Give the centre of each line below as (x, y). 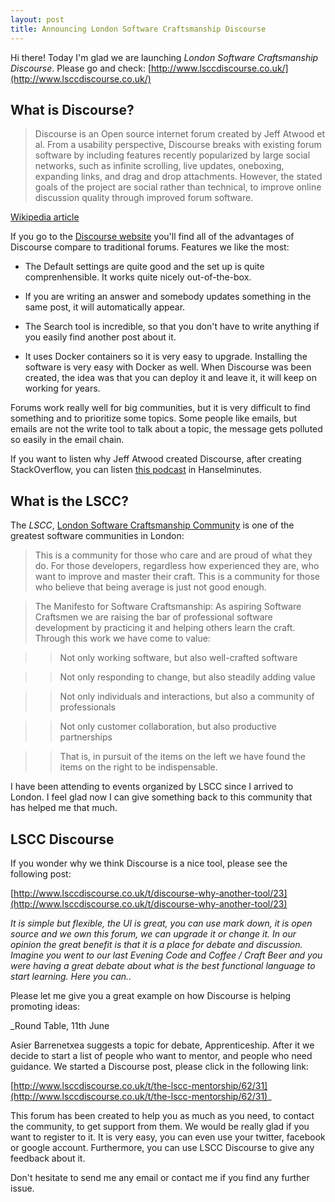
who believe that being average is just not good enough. (150, 587)
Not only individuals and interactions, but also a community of (187, 697)
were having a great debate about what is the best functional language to (163, 965)
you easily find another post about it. (100, 337)
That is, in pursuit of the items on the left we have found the (182, 757)
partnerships (86, 737)
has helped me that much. (64, 808)
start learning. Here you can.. (71, 976)
